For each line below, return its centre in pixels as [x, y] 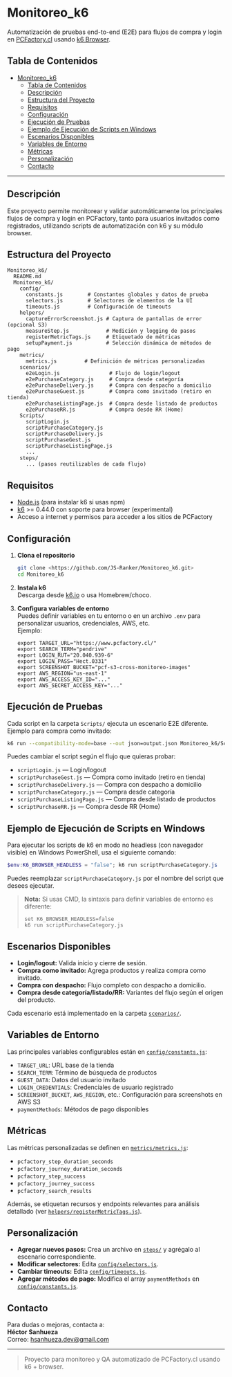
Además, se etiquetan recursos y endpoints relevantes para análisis [104, 1204]
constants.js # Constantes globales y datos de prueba [117, 295]
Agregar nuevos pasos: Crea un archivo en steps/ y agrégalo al [108, 1250]
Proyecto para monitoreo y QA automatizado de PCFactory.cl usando [122, 1359]
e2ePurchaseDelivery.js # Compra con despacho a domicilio [118, 385]
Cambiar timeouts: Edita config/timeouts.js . [82, 1272]
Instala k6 [32, 587]
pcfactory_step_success [51, 1176]
